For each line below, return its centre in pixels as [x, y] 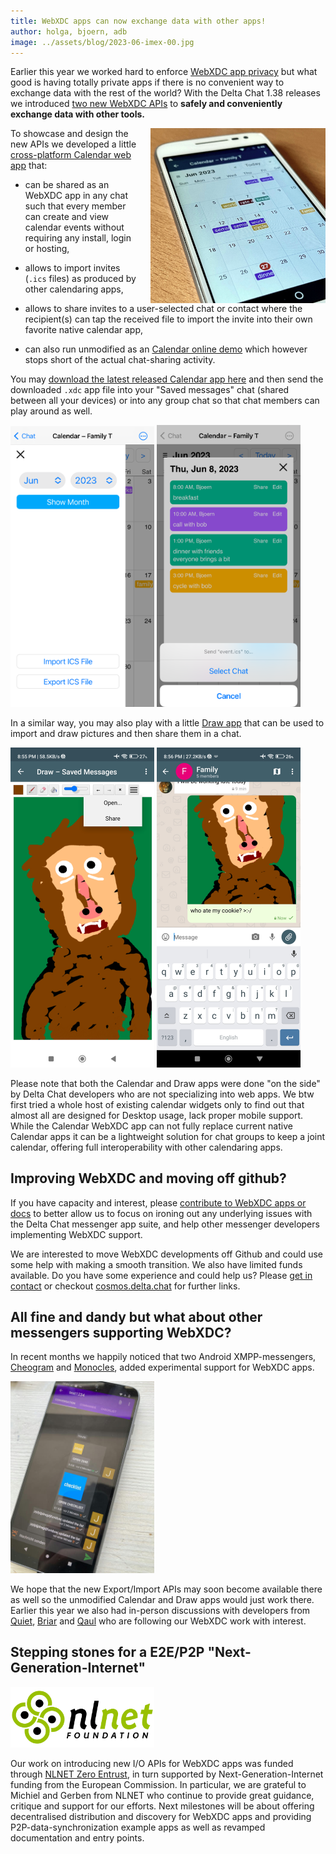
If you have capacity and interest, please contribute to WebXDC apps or [158, 1202]
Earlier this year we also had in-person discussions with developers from [160, 1610]
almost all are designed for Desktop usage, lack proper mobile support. [156, 1115]
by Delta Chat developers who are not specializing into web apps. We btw [162, 1094]
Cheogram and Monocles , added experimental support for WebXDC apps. [162, 1367]
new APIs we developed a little [73, 144]
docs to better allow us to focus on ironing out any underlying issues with [161, 1213]
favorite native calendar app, [84, 330]
